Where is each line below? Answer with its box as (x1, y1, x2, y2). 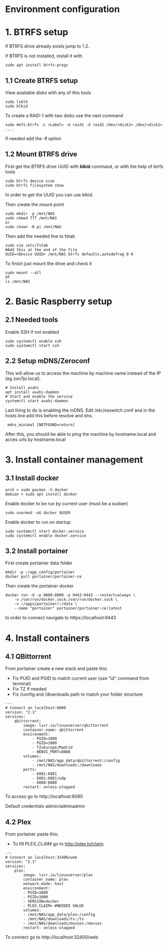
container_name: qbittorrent (23, 727, 84, 732)
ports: (23, 767, 37, 772)
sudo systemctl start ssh (5, 343, 59, 348)
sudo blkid (5, 104, 28, 109)
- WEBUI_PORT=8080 (32, 749, 71, 754)
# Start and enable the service (5, 394, 73, 399)
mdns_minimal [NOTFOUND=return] (7, 422, 75, 427)
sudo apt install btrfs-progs (5, 63, 69, 68)
